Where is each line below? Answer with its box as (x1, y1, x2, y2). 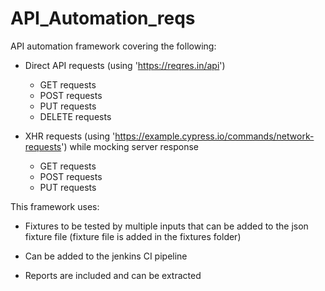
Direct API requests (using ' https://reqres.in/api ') (24, 59, 226, 71)
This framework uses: (10, 200, 100, 212)
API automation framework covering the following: (10, 40, 217, 52)
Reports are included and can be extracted (24, 269, 202, 281)
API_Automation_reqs (10, 7, 196, 30)
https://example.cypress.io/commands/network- (114, 130, 315, 142)
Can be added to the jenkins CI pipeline (24, 250, 188, 262)
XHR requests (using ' (24, 130, 116, 142)
